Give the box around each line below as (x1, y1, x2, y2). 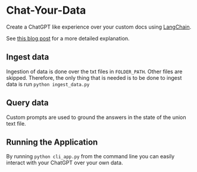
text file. (6, 120, 26, 127)
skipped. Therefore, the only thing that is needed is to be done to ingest (6, 74, 182, 81)
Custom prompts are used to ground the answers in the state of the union (6, 114, 186, 121)
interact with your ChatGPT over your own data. (6, 159, 123, 167)
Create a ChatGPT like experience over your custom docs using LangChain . (6, 23, 192, 30)
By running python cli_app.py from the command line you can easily (6, 153, 175, 160)
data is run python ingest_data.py (6, 80, 90, 87)
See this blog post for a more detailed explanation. (6, 35, 130, 42)
